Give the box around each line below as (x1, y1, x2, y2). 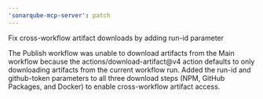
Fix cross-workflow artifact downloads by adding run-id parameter (8, 33, 225, 42)
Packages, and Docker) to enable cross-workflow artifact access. (8, 82, 221, 91)
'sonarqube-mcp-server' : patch (8, 11, 111, 20)
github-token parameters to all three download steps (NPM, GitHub (8, 73, 225, 82)
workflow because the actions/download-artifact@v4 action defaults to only (8, 57, 255, 66)
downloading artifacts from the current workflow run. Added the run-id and (8, 64, 251, 75)
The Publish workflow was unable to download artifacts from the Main (8, 48, 235, 57)
